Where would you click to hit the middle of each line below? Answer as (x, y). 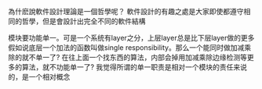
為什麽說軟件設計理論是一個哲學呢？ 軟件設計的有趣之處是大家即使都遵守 (126, 11)
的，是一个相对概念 (39, 77)
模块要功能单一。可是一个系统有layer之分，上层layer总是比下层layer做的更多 (131, 38)
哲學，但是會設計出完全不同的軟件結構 (84, 21)
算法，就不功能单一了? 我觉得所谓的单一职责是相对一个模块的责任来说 (135, 67)
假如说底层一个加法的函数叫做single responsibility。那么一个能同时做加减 (126, 48)
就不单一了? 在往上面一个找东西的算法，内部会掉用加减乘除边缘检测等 (135, 57)
